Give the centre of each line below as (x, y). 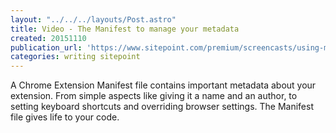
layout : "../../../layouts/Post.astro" (93, 19)
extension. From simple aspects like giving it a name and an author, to (154, 96)
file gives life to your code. (65, 117)
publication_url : (46, 47)
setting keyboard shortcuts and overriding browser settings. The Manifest (162, 107)
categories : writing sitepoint (75, 57)
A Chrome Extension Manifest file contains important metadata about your (163, 85)
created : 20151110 (48, 38)
